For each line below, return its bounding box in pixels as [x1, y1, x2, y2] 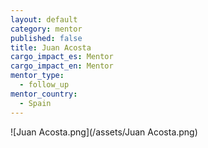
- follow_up [19, 80, 70, 90]
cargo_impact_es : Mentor [10, 52, 114, 62]
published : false [10, 33, 83, 43]
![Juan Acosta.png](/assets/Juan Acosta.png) [10, 126, 198, 138]
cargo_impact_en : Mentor [10, 61, 114, 71]
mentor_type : [10, 71, 65, 81]
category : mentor [10, 24, 83, 34]
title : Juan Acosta [10, 42, 92, 53]
